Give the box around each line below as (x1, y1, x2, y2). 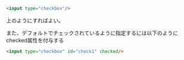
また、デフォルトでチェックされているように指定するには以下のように (6, 29, 179, 36)
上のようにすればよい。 (6, 16, 64, 24)
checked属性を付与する (6, 36, 64, 44)
